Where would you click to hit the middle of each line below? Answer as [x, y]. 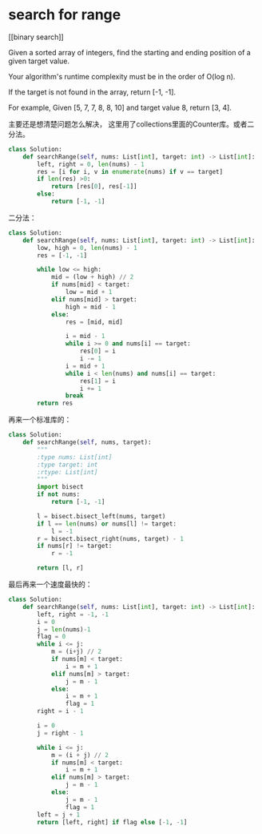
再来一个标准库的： [40, 420]
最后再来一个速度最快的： [50, 584]
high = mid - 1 [90, 307]
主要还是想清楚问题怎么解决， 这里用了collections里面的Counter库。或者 [128, 124]
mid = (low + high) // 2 [92, 277]
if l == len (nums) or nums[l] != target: [107, 524]
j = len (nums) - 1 [64, 629]
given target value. [39, 61]
